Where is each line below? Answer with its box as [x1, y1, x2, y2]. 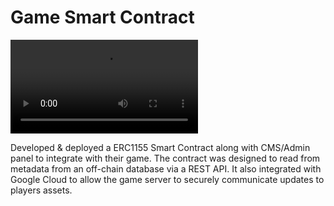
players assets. [10, 184, 73, 196]
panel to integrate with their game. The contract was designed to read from [10, 152, 321, 164]
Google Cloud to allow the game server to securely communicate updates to [10, 173, 325, 185]
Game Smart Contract [10, 6, 195, 29]
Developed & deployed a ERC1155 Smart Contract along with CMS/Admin [10, 141, 311, 153]
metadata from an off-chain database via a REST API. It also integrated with [10, 162, 322, 175]
